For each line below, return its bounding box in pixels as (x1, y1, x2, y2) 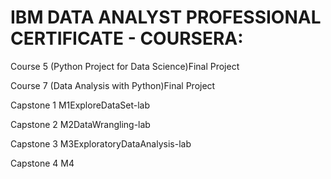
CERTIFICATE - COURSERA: (10, 27, 244, 50)
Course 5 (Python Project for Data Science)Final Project (10, 60, 240, 72)
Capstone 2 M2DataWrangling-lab (10, 118, 151, 130)
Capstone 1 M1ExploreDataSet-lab (10, 99, 151, 111)
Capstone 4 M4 (10, 157, 75, 169)
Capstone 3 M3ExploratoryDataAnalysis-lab (10, 137, 192, 150)
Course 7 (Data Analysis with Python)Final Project (10, 79, 216, 91)
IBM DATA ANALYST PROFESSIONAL (10, 6, 322, 29)
